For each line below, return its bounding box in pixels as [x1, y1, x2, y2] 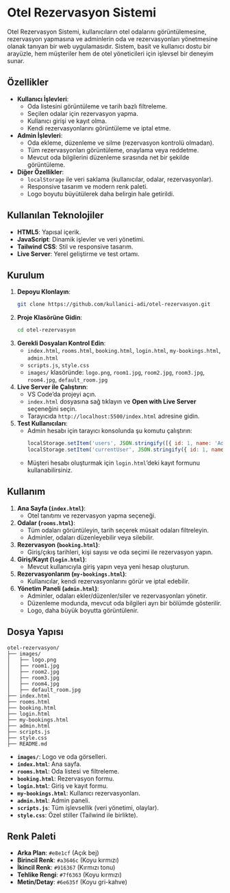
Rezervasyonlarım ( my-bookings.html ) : [16, 570, 127, 578]
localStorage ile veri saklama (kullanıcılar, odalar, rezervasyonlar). [27, 175, 214, 183]
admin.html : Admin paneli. [16, 796, 90, 804]
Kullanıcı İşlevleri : [16, 95, 69, 103]
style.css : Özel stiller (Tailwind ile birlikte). [16, 811, 138, 819]
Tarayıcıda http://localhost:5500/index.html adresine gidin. [27, 412, 200, 420]
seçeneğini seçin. [27, 405, 77, 413]
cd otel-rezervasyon [16, 327, 76, 334]
